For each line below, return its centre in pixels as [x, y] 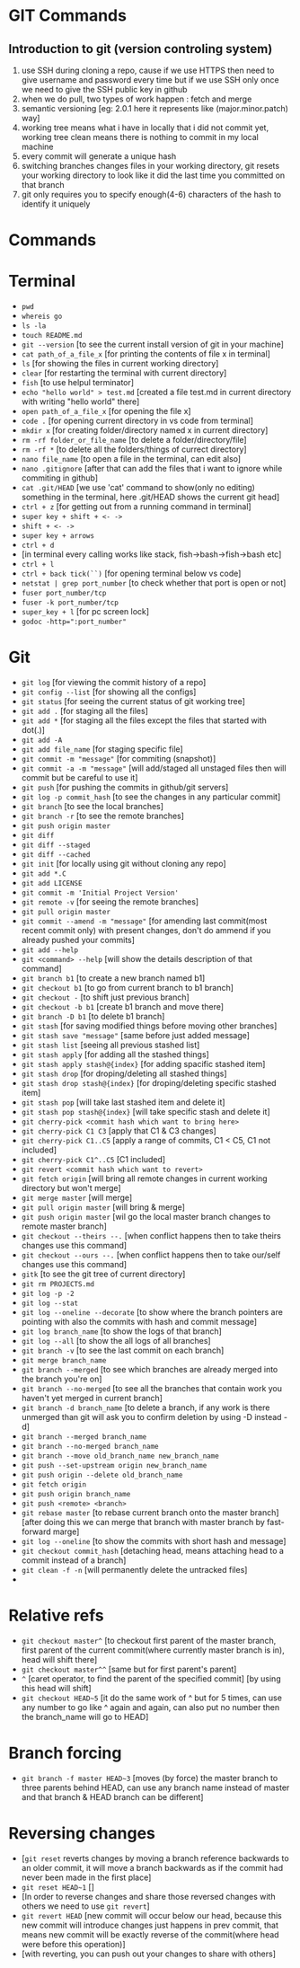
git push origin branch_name [76, 1495]
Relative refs [56, 1615]
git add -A [42, 741]
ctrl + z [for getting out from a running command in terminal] [137, 507]
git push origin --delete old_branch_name [102, 1475]
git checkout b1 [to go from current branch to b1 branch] [128, 988]
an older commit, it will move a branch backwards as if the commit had [152, 1867]
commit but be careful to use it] [79, 778]
